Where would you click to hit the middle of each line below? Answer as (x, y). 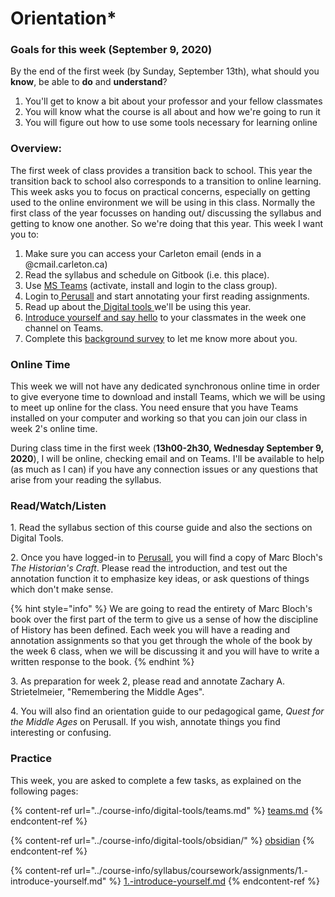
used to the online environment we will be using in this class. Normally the (163, 202)
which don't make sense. (62, 589)
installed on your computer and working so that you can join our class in (159, 418)
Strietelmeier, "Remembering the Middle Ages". (107, 692)
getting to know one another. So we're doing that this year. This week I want (166, 223)
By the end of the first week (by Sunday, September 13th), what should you (165, 71)
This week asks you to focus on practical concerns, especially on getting (160, 191)
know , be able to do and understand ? (89, 82)
